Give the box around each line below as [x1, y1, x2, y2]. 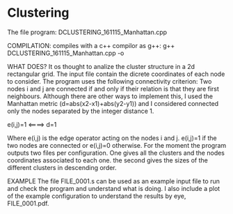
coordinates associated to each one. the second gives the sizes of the [7, 155, 209, 165]
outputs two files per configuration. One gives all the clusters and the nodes [7, 148, 225, 157]
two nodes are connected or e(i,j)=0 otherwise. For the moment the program [7, 141, 227, 149]
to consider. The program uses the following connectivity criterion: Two [7, 77, 212, 85]
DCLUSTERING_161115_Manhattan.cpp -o [7, 49, 124, 57]
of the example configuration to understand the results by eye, [7, 192, 186, 200]
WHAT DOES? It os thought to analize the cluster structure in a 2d [7, 62, 195, 70]
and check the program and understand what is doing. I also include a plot [7, 184, 220, 192]
